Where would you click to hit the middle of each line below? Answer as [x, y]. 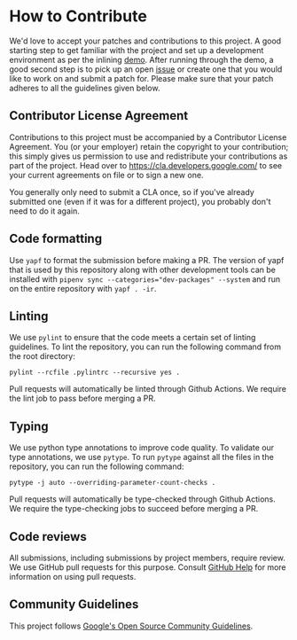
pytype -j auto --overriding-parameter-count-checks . [113, 483]
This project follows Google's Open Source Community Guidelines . [131, 626]
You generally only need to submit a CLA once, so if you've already [132, 191]
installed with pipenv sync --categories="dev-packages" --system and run [145, 279]
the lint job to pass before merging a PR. [82, 398]
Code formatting [56, 239]
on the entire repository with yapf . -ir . [83, 288]
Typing [29, 426]
